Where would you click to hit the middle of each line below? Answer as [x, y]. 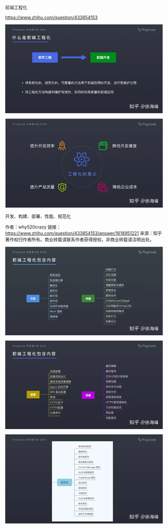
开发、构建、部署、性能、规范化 [38, 216]
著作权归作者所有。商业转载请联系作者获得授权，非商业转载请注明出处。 [79, 239]
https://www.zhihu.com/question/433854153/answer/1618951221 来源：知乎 [84, 233]
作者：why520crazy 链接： [33, 227]
